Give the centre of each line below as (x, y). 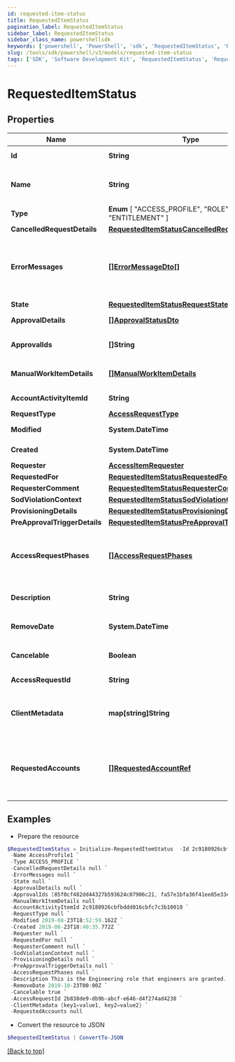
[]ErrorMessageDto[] (144, 267)
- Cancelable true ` (39, 992)
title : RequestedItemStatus (48, 20)
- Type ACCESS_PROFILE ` (45, 862)
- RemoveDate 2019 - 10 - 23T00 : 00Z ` (59, 985)
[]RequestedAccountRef (149, 768)
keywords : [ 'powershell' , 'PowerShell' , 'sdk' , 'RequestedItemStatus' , (114, 46)
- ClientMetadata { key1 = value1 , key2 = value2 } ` (79, 1005)
